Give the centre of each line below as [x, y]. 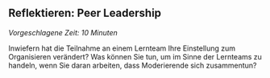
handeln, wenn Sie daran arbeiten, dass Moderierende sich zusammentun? [133, 65]
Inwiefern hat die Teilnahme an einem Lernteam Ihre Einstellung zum [122, 48]
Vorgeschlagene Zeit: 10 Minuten [63, 32]
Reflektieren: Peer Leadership [85, 13]
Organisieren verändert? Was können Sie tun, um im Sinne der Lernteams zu [135, 56]
